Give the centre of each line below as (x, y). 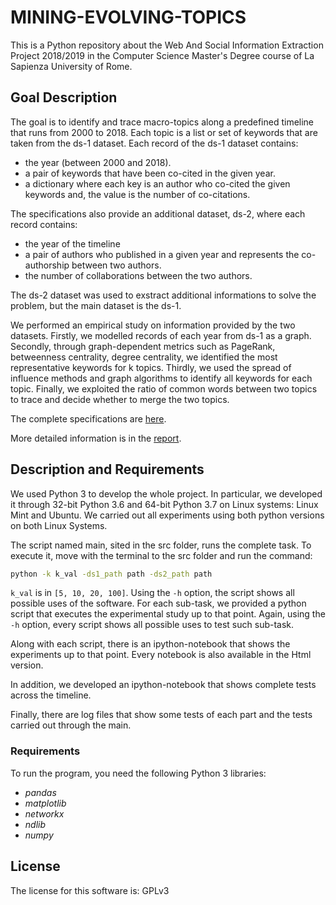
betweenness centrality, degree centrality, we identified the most (144, 357)
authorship (47, 265)
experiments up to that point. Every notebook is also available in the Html (161, 655)
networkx (44, 813)
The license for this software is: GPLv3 (90, 890)
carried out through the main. (71, 725)
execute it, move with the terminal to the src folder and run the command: (161, 555)
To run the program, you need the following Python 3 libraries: (138, 773)
